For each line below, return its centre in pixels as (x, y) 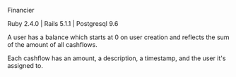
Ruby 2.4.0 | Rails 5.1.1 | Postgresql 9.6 (63, 23)
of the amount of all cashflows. (52, 44)
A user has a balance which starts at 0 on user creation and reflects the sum (118, 37)
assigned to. (25, 65)
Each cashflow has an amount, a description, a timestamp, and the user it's (117, 58)
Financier (21, 10)
